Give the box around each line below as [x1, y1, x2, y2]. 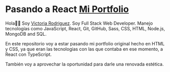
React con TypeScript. [5, 51, 52, 57]
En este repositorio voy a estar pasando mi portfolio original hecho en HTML [5, 40, 165, 46]
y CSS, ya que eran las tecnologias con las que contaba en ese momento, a [5, 46, 163, 52]
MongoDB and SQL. [5, 31, 47, 37]
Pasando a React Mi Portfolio [5, 4, 129, 15]
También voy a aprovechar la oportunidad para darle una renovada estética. [5, 61, 164, 67]
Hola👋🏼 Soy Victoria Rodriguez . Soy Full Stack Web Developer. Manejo [5, 20, 153, 26]
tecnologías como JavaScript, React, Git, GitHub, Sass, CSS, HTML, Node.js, [5, 25, 165, 31]
